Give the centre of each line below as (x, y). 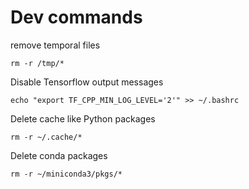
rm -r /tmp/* (37, 63)
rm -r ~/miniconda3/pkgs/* (66, 174)
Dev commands (76, 17)
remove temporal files (55, 45)
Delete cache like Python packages (83, 118)
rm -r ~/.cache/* (46, 137)
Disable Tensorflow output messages (87, 82)
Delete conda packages (59, 155)
